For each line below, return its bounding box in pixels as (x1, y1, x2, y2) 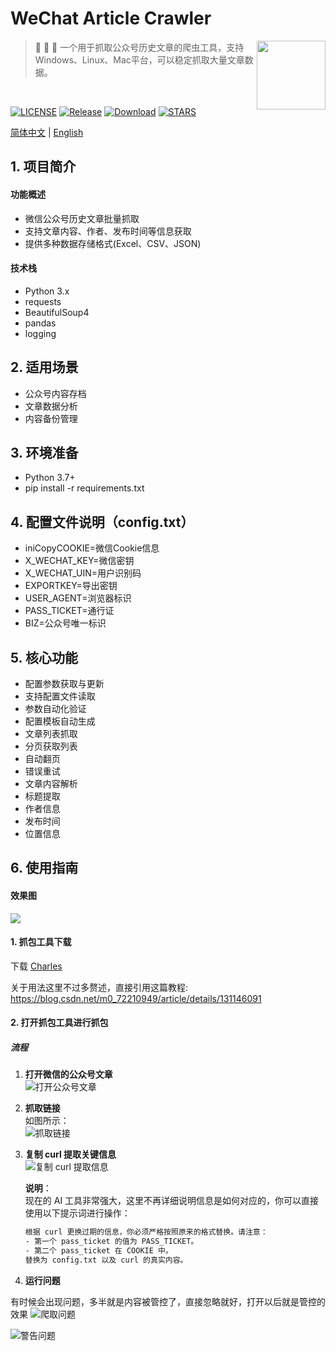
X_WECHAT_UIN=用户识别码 (24, 567, 142, 579)
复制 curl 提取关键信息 (24, 1148, 117, 1161)
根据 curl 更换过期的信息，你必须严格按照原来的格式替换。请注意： (24, 1227, 268, 1237)
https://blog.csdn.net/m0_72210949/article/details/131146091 (10, 992, 262, 1004)
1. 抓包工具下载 (10, 936, 72, 948)
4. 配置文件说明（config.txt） (10, 513, 195, 531)
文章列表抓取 (24, 727, 78, 739)
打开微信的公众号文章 (24, 1068, 113, 1081)
